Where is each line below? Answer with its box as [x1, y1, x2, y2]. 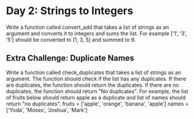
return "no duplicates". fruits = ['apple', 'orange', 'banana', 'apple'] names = [6, 100, 189, 107]
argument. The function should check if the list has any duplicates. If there [6, 75, 186, 82]
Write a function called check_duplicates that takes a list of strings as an [6, 69, 181, 76]
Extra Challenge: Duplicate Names [6, 53, 135, 63]
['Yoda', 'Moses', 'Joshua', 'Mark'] [6, 106, 88, 113]
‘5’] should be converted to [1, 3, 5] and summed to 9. [6, 36, 136, 43]
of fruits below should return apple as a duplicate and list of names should [6, 94, 186, 101]
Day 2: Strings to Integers [6, 4, 133, 18]
